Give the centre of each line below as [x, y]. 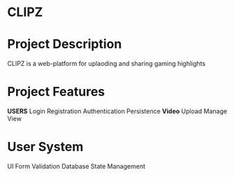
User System [45, 147]
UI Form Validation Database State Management [76, 166]
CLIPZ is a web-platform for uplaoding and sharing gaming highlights [107, 64]
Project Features [56, 92]
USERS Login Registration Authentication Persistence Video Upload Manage [117, 111]
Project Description [65, 44]
